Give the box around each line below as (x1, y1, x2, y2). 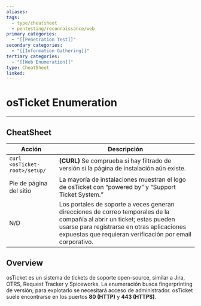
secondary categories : (6, 43, 63, 49)
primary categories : (6, 31, 58, 37)
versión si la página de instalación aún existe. (59, 164, 187, 172)
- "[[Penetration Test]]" (11, 37, 77, 43)
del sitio (9, 187, 32, 195)
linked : (6, 70, 26, 76)
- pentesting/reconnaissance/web (11, 25, 95, 32)
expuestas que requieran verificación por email (59, 230, 191, 238)
